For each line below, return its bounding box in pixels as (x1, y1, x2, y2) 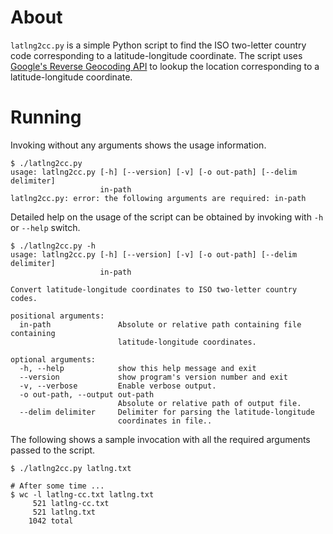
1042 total (28, 516, 74, 526)
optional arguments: (10, 354, 97, 365)
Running (10, 106, 82, 129)
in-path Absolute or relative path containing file (19, 319, 302, 330)
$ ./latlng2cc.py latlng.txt (10, 463, 132, 473)
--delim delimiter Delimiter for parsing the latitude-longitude (19, 407, 315, 417)
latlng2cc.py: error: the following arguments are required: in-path (10, 193, 307, 203)
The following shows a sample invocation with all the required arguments (10, 433, 311, 445)
